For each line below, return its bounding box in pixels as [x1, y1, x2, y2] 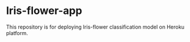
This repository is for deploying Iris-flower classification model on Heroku [6, 23, 185, 30]
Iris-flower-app [6, 4, 82, 17]
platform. [6, 29, 28, 36]
